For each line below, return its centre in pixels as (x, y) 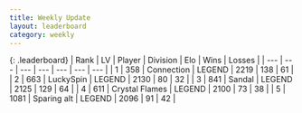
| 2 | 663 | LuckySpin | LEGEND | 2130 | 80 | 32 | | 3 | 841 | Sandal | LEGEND (151, 80)
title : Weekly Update (50, 18)
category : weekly (42, 34)
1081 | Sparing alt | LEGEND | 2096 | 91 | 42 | (93, 99)
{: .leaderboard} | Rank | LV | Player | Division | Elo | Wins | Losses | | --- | (146, 61)
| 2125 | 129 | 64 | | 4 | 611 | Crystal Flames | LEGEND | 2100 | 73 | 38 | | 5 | (148, 89)
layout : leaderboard (48, 26)
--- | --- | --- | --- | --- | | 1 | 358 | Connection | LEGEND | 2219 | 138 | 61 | (156, 70)
